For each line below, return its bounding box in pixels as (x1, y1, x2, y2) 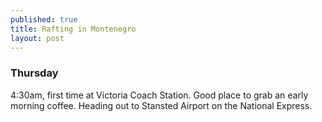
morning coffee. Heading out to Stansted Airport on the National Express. (10, 99, 313, 111)
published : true (10, 14, 78, 25)
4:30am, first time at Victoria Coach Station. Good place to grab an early (10, 89, 309, 101)
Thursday (10, 66, 59, 80)
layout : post (10, 33, 65, 43)
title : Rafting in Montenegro (10, 24, 137, 34)
